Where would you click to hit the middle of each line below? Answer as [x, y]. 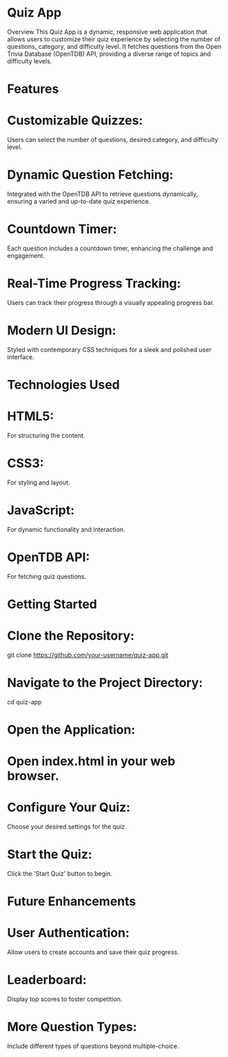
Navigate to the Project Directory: [105, 683]
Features [33, 89]
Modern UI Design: [62, 331]
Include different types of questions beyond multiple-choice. [93, 1046]
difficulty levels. [30, 61]
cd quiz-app [24, 702]
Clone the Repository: [71, 636]
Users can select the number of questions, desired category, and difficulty [113, 140]
